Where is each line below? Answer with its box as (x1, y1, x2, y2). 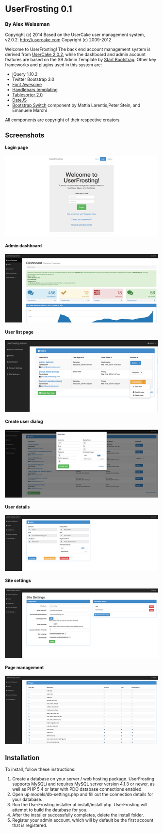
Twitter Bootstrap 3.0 (12, 76, 55, 82)
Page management (5, 665, 44, 670)
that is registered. (12, 822, 48, 828)
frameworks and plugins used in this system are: (5, 62, 102, 68)
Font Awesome (12, 82, 42, 88)
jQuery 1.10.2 (12, 72, 38, 77)
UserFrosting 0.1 (5, 3, 72, 15)
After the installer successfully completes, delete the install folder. (12, 812, 144, 818)
